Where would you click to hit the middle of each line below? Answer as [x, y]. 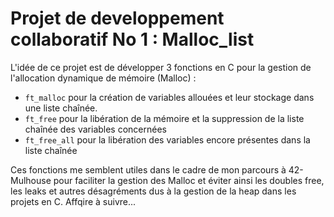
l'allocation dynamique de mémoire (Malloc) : [103, 78]
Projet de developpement [117, 18]
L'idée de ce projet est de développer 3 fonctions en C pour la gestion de [161, 67]
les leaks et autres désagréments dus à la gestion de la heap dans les [153, 191]
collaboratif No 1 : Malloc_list [132, 39]
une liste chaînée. [61, 108]
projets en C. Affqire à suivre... [73, 201]
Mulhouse [31, 180]
